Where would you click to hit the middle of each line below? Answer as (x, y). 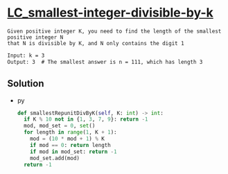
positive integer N (35, 37)
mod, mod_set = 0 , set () (60, 126)
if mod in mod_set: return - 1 (73, 151)
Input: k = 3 (26, 55)
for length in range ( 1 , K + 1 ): (71, 132)
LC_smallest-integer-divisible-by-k (110, 13)
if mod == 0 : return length (70, 145)
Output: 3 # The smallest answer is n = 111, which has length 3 (105, 62)
